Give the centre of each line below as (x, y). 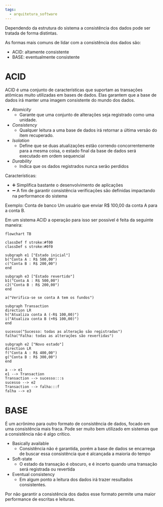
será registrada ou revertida (47, 469)
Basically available (31, 443)
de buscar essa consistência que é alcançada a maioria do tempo (85, 454)
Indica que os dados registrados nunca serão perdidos (74, 166)
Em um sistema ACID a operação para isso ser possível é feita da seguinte (79, 220)
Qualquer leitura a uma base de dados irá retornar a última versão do (88, 130)
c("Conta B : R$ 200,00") (31, 264)
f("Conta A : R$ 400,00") (31, 353)
